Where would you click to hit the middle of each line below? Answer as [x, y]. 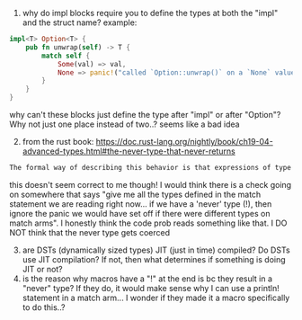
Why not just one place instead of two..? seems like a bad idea [124, 124]
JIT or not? [42, 269]
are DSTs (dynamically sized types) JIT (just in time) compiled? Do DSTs [156, 250]
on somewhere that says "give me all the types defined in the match [135, 194]
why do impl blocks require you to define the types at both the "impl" [150, 13]
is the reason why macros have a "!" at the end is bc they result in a [147, 279]
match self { [66, 56]
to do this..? [44, 307]
